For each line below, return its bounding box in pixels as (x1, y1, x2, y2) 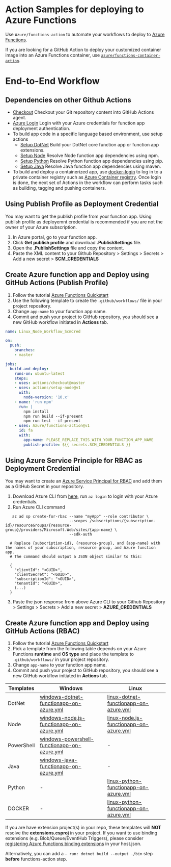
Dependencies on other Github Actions (5, 95, 131, 104)
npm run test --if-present (23, 418, 81, 424)
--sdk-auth (69, 531, 93, 537)
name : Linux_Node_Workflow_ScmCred (5, 329, 81, 334)
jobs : (5, 361, 17, 367)
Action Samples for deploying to (5, 4, 144, 15)
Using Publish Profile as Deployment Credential (5, 200, 159, 209)
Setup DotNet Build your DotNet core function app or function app (20, 141, 159, 147)
